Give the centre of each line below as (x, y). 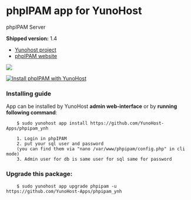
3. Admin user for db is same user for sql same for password (94, 160)
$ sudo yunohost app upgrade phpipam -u (67, 186)
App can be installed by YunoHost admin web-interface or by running (92, 106)
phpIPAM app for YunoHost (74, 11)
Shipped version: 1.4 (32, 38)
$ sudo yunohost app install (52, 123)
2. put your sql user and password (60, 144)
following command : (32, 113)
